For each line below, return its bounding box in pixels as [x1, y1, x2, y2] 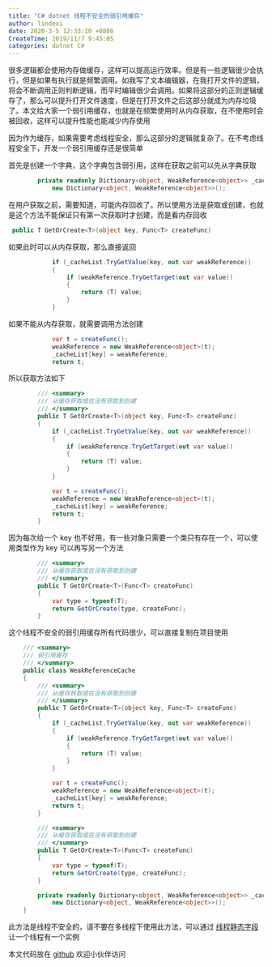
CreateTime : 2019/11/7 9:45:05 [8, 34, 114, 43]
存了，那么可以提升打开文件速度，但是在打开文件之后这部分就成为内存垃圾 [8, 96, 257, 105]
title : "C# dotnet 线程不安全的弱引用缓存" [8, 11, 144, 20]
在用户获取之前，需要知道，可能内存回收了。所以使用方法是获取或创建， [8, 199, 249, 209]
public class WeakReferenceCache [23, 666, 136, 674]
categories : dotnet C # [8, 42, 85, 50]
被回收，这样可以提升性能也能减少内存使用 [8, 116, 151, 126]
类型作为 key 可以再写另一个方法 [15, 543, 124, 553]
